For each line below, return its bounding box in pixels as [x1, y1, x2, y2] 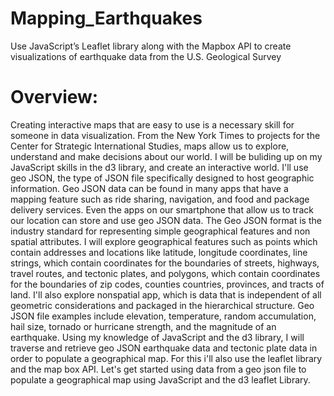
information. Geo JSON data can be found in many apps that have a [10, 182, 289, 194]
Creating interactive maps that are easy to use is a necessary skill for [10, 118, 295, 131]
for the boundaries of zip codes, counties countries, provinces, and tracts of [10, 278, 325, 290]
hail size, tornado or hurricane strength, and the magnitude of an [10, 320, 277, 332]
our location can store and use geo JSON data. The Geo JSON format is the [10, 214, 322, 226]
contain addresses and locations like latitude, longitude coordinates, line [10, 246, 308, 258]
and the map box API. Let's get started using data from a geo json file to [10, 363, 307, 375]
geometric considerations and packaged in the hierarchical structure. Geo [10, 299, 315, 311]
